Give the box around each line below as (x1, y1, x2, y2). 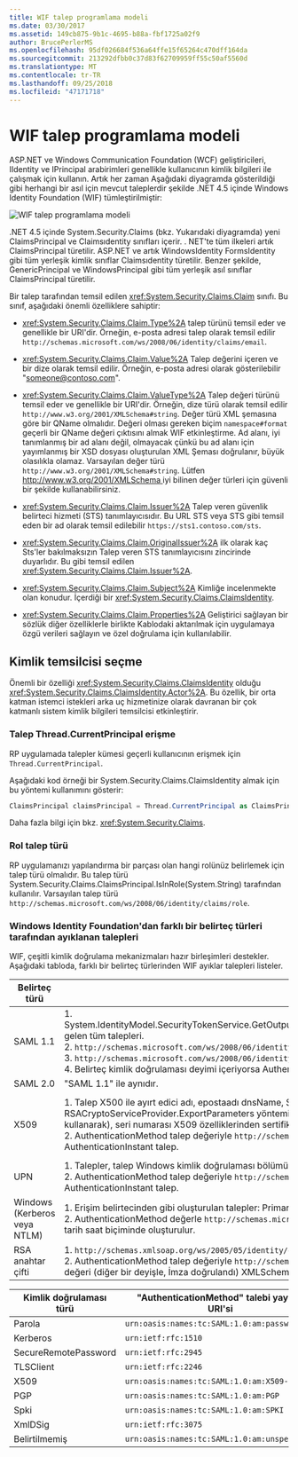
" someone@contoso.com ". (21, 373, 122, 383)
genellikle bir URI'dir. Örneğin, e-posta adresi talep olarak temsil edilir (21, 327, 276, 338)
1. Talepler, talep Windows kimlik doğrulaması (63, 1160, 255, 1172)
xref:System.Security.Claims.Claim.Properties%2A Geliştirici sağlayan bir (21, 610, 288, 620)
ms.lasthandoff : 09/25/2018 (9, 79, 114, 88)
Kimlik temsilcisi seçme (9, 654, 143, 669)
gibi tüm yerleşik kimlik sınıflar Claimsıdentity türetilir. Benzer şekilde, (9, 255, 262, 266)
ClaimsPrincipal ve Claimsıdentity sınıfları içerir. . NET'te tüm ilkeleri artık (9, 236, 274, 247)
